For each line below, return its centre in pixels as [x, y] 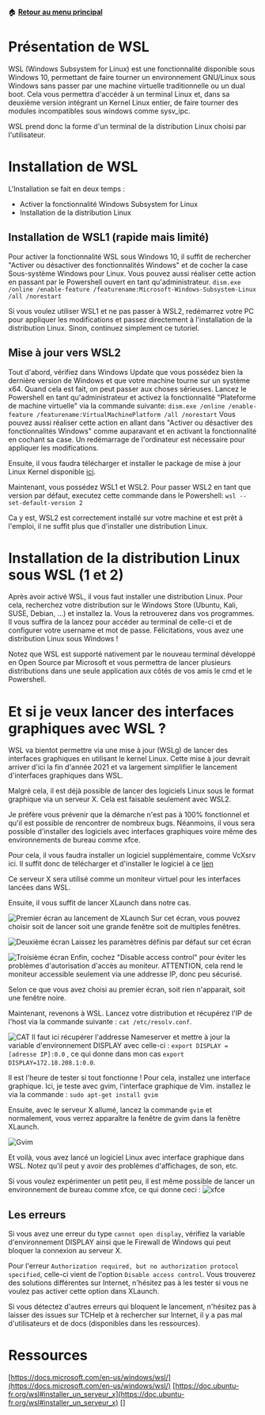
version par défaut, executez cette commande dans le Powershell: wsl [122, 495]
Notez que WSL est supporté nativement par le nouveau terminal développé [132, 654]
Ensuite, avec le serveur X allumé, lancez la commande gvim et [110, 1110]
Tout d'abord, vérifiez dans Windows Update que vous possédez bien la [126, 372]
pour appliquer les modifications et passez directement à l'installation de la [131, 319]
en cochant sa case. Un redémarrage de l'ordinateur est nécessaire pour [127, 439]
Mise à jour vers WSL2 [64, 353]
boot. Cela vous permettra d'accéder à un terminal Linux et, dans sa [119, 94]
